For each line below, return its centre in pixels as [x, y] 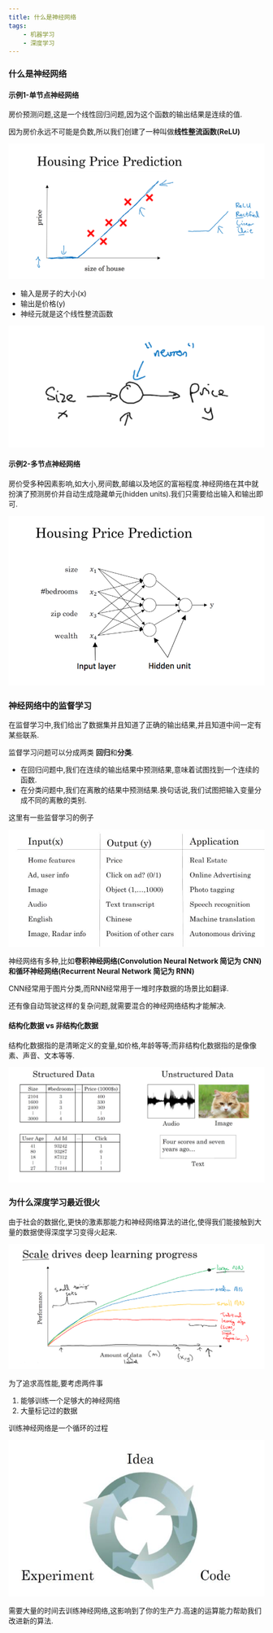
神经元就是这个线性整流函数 [67, 313]
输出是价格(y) [43, 303]
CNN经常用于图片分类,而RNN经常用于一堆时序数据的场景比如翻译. [119, 988]
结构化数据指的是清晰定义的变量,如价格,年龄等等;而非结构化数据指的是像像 [133, 1045]
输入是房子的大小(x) [53, 293]
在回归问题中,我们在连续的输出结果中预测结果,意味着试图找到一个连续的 [140, 769]
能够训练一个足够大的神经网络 [70, 1401]
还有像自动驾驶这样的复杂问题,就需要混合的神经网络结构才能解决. [117, 1005]
